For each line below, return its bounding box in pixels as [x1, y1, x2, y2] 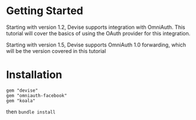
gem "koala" [6, 98, 35, 104]
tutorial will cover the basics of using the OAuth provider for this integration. [6, 29, 191, 36]
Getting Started [6, 4, 84, 18]
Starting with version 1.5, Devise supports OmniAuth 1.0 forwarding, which [6, 41, 187, 48]
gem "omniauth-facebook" [6, 92, 67, 98]
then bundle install [6, 108, 56, 115]
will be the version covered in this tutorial [6, 47, 106, 54]
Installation [6, 68, 63, 82]
